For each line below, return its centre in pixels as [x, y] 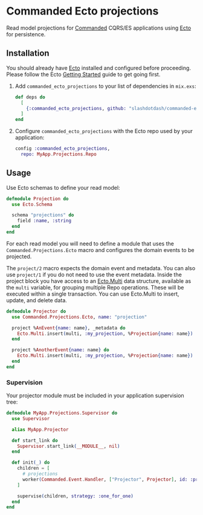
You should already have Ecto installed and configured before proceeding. [99, 68]
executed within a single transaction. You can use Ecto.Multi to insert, [93, 294]
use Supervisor [31, 418]
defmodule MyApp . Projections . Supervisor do [62, 413]
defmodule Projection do [37, 199]
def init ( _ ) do [31, 463]
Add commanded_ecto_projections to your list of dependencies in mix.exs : [105, 86]
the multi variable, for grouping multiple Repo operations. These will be [95, 287]
